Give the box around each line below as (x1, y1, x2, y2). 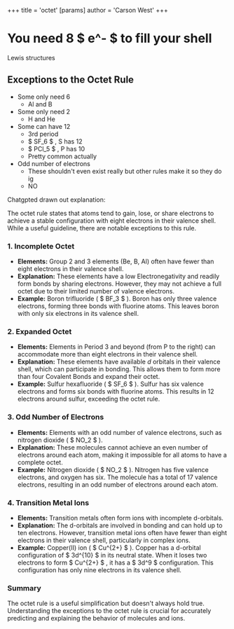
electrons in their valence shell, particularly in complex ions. (17, 536, 191, 544)
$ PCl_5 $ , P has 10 (27, 144, 85, 153)
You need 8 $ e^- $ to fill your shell (7, 31, 212, 46)
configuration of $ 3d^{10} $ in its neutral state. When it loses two (17, 551, 207, 559)
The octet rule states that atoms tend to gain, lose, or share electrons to (7, 209, 214, 217)
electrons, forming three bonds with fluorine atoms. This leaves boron (17, 302, 219, 310)
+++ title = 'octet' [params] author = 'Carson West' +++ (7, 6, 168, 14)
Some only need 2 (17, 107, 71, 116)
